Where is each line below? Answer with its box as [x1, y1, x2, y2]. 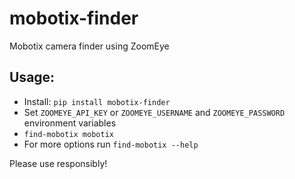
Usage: [9, 69, 56, 86]
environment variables [23, 117, 117, 129]
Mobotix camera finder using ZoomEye [9, 40, 170, 52]
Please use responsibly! [9, 157, 108, 169]
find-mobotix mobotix [23, 129, 114, 139]
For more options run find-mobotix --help [23, 138, 199, 150]
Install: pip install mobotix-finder [23, 95, 171, 107]
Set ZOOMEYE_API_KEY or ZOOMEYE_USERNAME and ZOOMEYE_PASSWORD [23, 106, 286, 118]
